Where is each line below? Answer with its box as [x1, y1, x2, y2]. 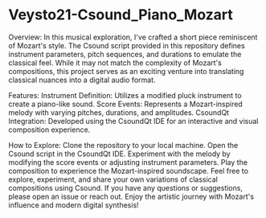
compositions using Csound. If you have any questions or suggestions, [8, 183, 243, 192]
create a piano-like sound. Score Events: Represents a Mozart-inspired [8, 99, 243, 109]
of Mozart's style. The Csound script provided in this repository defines [8, 40, 245, 50]
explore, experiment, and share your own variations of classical [8, 175, 219, 184]
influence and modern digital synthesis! [8, 199, 139, 210]
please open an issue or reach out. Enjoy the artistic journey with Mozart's [8, 191, 255, 201]
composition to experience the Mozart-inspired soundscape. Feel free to [8, 166, 249, 175]
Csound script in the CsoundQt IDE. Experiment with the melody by [8, 149, 231, 158]
